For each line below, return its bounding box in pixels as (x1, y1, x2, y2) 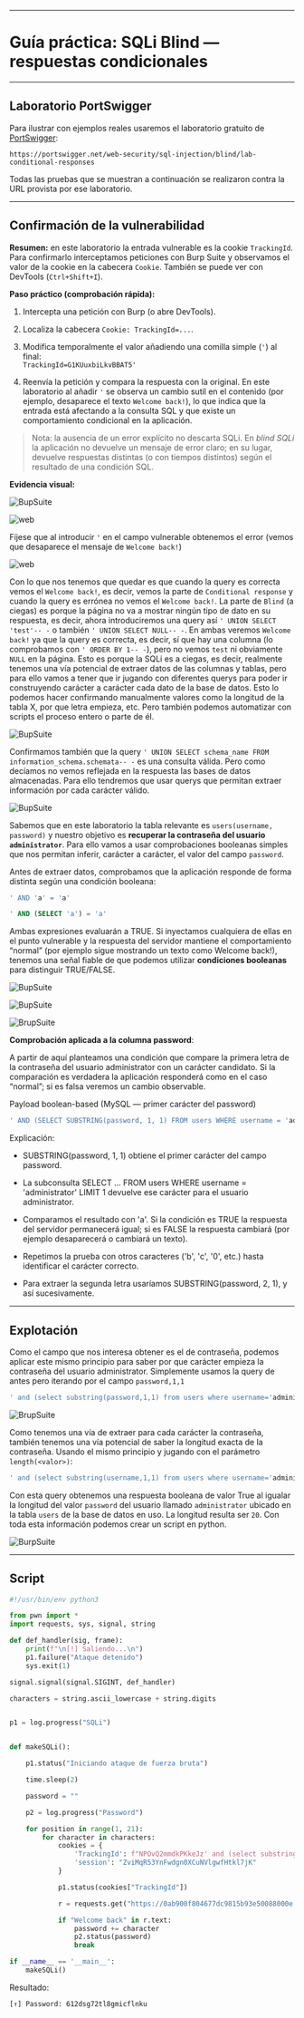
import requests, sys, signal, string (9, 1619, 156, 1629)
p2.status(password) (73, 1932, 152, 1942)
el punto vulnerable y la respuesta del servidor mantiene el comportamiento (9, 935, 292, 947)
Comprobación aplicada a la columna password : (9, 1035, 195, 1046)
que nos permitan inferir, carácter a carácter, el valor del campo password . (9, 848, 284, 859)
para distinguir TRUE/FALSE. (9, 964, 116, 975)
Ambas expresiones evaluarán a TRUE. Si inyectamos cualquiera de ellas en (9, 926, 292, 937)
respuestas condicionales (9, 52, 208, 72)
